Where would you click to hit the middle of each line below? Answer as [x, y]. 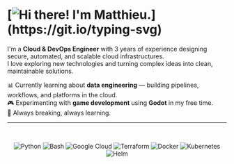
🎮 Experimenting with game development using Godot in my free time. [110, 102]
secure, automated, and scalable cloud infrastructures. [86, 56]
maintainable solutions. [40, 71]
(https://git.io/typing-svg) [85, 30]
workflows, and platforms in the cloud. [62, 95]
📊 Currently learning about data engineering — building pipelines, [103, 85]
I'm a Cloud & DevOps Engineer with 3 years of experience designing [107, 49]
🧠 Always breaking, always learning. [59, 113]
